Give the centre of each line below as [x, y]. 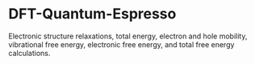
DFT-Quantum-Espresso [92, 14]
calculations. [29, 53]
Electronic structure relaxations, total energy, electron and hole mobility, [128, 36]
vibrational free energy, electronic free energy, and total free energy [121, 44]
